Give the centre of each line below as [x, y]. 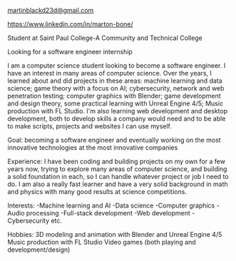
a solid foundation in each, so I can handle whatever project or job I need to [118, 176]
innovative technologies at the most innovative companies [93, 148]
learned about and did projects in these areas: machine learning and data [115, 81]
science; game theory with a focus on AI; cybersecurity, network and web [116, 88]
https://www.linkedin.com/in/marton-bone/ [70, 24]
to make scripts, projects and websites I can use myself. [90, 126]
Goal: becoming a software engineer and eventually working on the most [114, 140]
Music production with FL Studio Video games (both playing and [102, 242]
